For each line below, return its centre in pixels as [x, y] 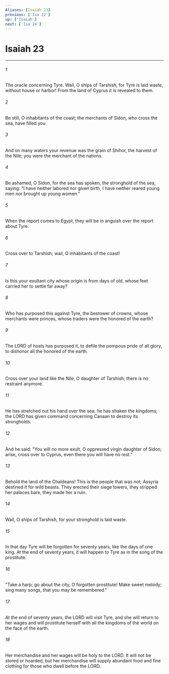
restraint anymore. [24, 384]
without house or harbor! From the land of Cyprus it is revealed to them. [79, 90]
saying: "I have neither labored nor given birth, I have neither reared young [82, 188]
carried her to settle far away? [36, 286]
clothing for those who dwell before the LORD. [53, 666]
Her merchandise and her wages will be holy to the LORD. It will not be [78, 655]
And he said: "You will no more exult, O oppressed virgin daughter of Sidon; [83, 449]
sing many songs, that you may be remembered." [56, 590]
